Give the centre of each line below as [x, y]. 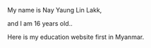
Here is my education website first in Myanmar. [76, 37]
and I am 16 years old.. [40, 23]
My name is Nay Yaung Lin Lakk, [55, 10]
